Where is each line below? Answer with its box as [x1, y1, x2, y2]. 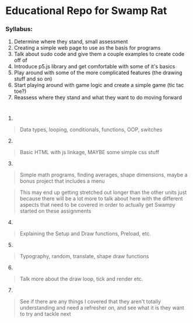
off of [13, 57, 27, 64]
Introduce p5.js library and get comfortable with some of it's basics [13, 63, 176, 70]
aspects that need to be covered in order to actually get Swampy [19, 201, 176, 208]
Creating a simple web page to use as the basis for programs [13, 44, 161, 51]
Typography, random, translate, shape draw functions [19, 252, 149, 259]
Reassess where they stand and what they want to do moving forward [13, 94, 182, 101]
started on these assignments [19, 207, 92, 214]
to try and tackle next [19, 310, 71, 317]
